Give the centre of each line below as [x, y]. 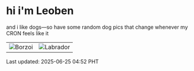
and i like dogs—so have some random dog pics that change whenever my [97, 27]
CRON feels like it [28, 33]
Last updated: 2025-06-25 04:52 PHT [53, 61]
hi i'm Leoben [40, 11]
